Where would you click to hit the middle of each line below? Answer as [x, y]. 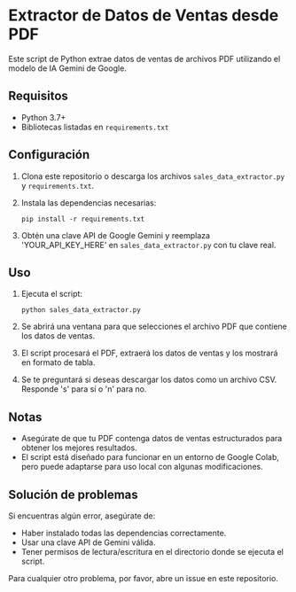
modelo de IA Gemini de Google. [68, 68]
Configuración [49, 155]
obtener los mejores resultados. [79, 448]
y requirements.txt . [58, 185]
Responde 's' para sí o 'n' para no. [84, 389]
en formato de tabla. [58, 362]
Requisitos [38, 96]
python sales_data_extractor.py [81, 310]
